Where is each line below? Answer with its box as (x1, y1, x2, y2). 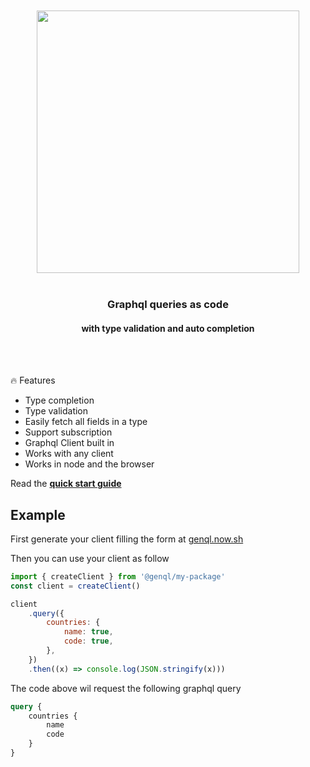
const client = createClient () (10, 581, 141, 591)
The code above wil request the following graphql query (10, 682, 242, 694)
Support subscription (24, 426, 113, 438)
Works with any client (24, 448, 114, 460)
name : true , (63, 627, 114, 637)
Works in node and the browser (24, 458, 155, 470)
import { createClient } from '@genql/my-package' (10, 571, 226, 582)
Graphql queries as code (107, 297, 229, 311)
